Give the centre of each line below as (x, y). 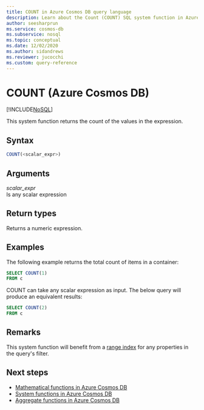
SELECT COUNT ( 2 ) (27, 308)
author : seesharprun (32, 23)
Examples (25, 248)
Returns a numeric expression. (45, 228)
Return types (31, 214)
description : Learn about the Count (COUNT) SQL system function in (95, 18)
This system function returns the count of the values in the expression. (95, 121)
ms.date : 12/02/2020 (32, 46)
